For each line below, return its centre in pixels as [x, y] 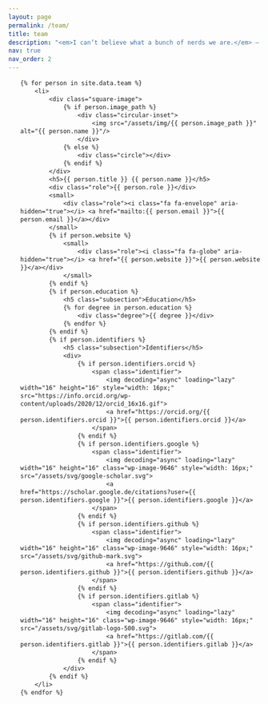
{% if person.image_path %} [110, 107]
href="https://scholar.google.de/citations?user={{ [108, 492]
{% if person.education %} [94, 292]
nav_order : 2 [30, 59]
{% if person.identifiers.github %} [138, 524]
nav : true [25, 51]
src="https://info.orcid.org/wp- [76, 396]
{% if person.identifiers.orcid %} [136, 364]
